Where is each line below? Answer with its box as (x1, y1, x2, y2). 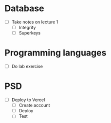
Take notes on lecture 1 (11, 19, 58, 25)
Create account (18, 103, 50, 108)
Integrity (18, 25, 36, 30)
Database (4, 3, 44, 14)
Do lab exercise (11, 64, 43, 70)
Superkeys (18, 30, 41, 36)
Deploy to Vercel (11, 97, 45, 103)
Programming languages (4, 47, 107, 58)
